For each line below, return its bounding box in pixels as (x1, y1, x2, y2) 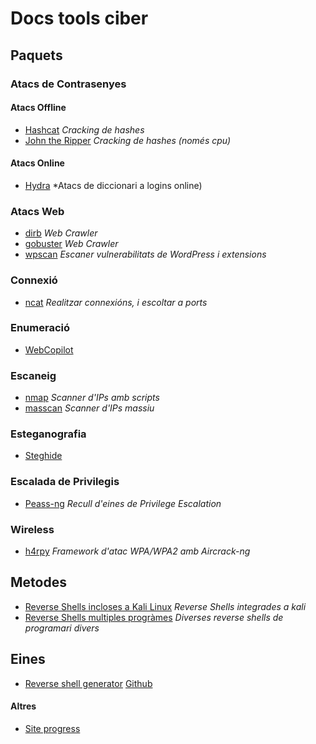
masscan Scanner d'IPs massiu (24, 402, 155, 414)
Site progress (24, 722, 81, 734)
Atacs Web (10, 204, 65, 218)
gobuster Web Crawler (24, 238, 119, 250)
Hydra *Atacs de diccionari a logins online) (24, 179, 203, 191)
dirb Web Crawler (24, 227, 98, 239)
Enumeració (10, 321, 71, 335)
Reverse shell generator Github (24, 677, 153, 689)
